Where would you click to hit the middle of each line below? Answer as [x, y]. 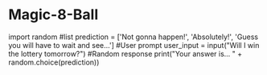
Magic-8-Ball [53, 15]
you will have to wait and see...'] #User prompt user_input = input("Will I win [134, 45]
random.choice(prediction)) [54, 62]
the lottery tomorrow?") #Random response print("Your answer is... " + [125, 53]
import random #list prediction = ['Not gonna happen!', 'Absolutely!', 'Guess [133, 37]
